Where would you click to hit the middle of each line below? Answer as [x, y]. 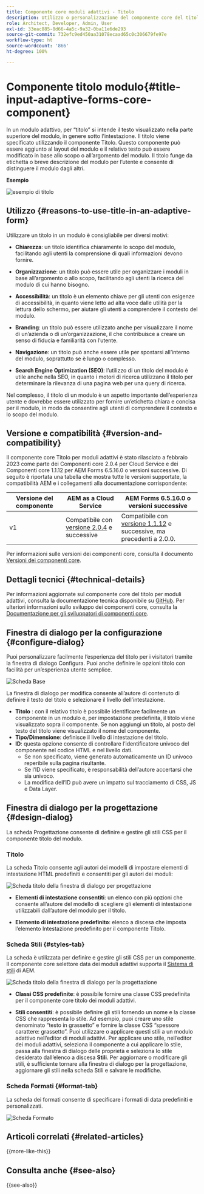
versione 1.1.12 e [146, 524]
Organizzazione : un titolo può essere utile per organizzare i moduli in [102, 272]
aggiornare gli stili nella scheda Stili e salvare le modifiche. [88, 1071]
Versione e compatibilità [53, 433]
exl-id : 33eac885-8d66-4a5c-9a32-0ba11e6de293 [66, 29]
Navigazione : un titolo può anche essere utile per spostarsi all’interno [102, 352]
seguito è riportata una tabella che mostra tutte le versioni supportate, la [97, 477]
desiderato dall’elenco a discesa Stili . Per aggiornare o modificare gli [101, 1057]
